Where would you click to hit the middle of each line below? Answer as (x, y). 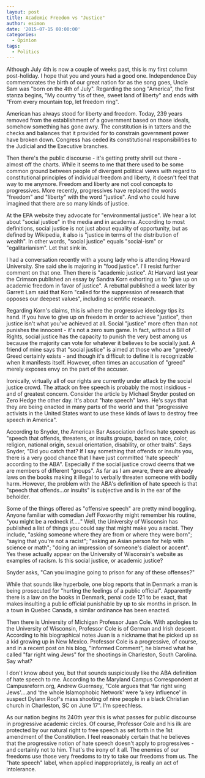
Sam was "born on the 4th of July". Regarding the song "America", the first (100, 89)
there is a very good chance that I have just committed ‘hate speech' (93, 458)
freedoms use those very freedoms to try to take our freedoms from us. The (102, 756)
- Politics (26, 52)
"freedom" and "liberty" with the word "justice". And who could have (93, 197)
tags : (13, 46)
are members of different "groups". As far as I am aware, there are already (100, 470)
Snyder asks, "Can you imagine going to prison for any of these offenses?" (101, 572)
